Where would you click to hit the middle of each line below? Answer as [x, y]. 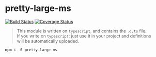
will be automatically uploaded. [48, 41]
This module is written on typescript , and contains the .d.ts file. [82, 31]
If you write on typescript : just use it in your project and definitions [84, 36]
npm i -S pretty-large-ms [31, 50]
